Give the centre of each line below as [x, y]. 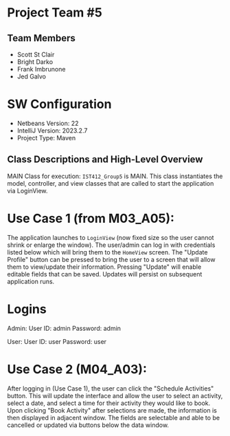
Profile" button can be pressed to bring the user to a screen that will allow [111, 259]
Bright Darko [35, 62]
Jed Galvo [32, 76]
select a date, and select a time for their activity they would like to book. [109, 403]
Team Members [41, 38]
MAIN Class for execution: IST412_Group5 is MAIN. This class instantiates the [115, 176]
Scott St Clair [36, 54]
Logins [27, 309]
